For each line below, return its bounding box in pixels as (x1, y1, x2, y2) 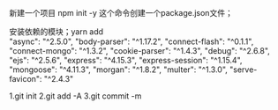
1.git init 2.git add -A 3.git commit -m (9, 91, 142, 101)
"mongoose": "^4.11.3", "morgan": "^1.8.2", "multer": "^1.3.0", (9, 64, 228, 75)
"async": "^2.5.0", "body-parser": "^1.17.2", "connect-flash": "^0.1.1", (9, 36, 254, 47)
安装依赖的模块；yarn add (9, 26, 104, 37)
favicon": (9, 74, 42, 84)
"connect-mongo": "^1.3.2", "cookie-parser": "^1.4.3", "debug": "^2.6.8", (9, 46, 271, 55)
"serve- (229, 64, 258, 75)
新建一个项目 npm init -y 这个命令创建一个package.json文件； (9, 8, 234, 18)
